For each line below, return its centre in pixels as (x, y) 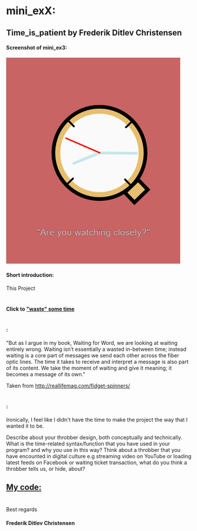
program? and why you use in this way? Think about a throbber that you (93, 449)
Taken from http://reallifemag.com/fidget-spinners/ (68, 386)
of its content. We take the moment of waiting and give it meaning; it (89, 368)
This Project (21, 288)
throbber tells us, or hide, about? (46, 468)
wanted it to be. (25, 426)
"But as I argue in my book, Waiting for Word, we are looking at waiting (92, 343)
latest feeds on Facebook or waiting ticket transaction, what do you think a (97, 462)
